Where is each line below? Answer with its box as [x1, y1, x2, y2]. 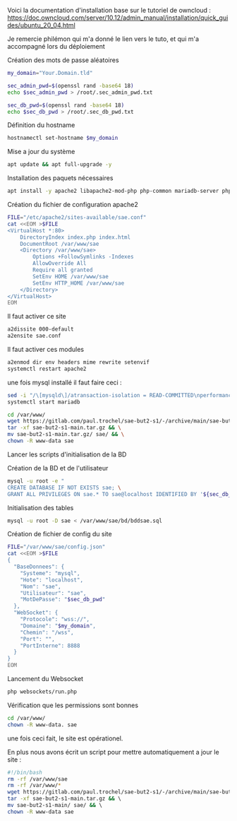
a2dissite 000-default [7, 326, 74, 333]
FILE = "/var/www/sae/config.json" [7, 543, 106, 550]
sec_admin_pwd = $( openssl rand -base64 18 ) [7, 82, 134, 89]
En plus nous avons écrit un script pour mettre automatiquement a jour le [7, 748, 220, 756]
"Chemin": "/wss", [20, 629, 74, 636]
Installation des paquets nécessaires [7, 174, 114, 182]
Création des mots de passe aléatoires [7, 56, 119, 64]
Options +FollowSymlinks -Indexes [32, 254, 134, 261]
